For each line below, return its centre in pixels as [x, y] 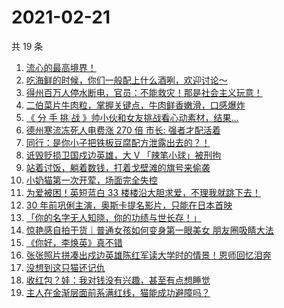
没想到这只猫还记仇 [65, 267]
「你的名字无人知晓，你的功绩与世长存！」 [113, 217]
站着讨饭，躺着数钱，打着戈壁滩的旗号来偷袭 [118, 167]
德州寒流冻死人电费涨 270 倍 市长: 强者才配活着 [123, 130]
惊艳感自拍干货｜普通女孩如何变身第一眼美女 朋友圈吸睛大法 [149, 230]
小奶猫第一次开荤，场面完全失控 [91, 180]
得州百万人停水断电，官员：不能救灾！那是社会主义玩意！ [144, 92]
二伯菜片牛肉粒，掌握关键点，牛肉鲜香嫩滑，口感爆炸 [135, 105]
